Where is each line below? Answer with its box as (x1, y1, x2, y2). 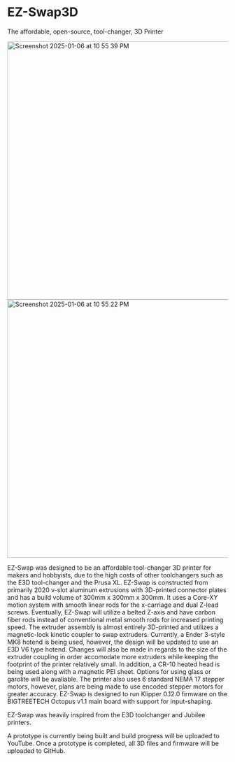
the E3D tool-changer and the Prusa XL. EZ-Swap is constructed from (7, 578, 208, 587)
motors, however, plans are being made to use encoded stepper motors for (7, 682, 224, 691)
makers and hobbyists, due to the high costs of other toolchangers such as (7, 570, 224, 579)
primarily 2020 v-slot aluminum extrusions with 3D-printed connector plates (7, 585, 227, 594)
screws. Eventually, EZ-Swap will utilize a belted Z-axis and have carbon (7, 608, 215, 616)
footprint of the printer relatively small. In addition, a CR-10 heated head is (7, 660, 220, 668)
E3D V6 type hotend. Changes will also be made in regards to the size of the (7, 645, 227, 654)
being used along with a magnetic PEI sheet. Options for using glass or (7, 667, 211, 675)
